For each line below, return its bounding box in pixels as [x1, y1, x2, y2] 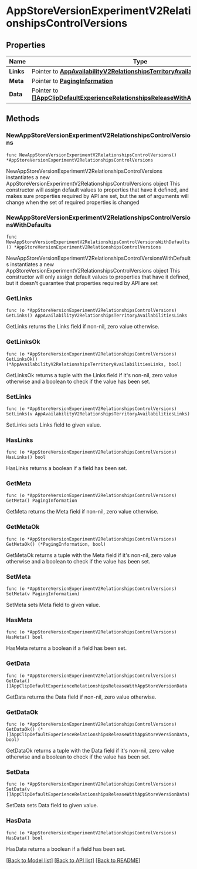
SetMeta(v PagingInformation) [6, 591, 80, 597]
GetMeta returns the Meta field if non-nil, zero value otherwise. [6, 508, 159, 515]
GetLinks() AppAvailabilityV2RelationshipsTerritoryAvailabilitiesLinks [6, 313, 188, 318]
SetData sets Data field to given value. [6, 802, 98, 809]
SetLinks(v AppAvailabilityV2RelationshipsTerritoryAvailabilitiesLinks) [6, 411, 191, 417]
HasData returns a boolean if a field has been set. [6, 845, 126, 853]
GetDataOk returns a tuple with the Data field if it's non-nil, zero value [6, 747, 175, 754]
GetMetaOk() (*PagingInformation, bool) [6, 541, 107, 547]
